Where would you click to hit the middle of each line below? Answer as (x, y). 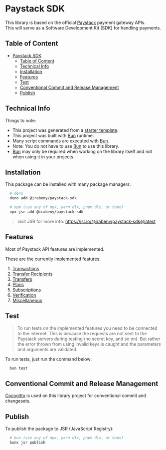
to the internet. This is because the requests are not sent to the (82, 333)
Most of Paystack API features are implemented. (55, 249)
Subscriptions (27, 290)
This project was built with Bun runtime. (53, 135)
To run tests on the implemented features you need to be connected (87, 328)
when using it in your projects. (43, 157)
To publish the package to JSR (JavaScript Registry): (59, 429)
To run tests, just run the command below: (49, 359)
